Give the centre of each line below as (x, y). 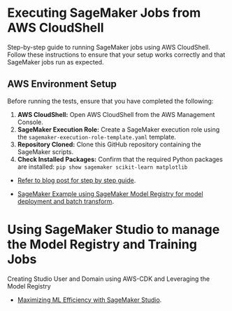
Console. (30, 122)
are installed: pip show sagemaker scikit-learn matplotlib (102, 167)
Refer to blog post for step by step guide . (77, 180)
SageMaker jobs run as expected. (56, 62)
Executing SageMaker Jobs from (104, 13)
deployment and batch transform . (65, 201)
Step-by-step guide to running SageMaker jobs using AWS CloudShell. (109, 47)
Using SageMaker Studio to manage (114, 229)
